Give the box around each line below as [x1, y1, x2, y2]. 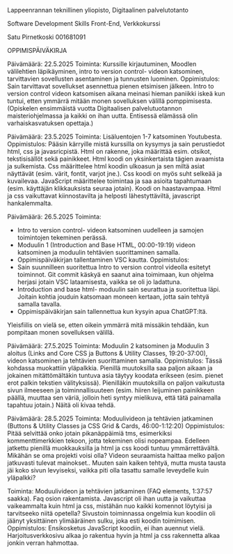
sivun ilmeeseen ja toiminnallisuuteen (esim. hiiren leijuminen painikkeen [7, 386, 214, 394]
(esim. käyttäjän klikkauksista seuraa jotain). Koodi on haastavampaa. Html [7, 184, 221, 192]
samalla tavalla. [17, 300, 62, 308]
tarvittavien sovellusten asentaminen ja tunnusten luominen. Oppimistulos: [7, 74, 220, 83]
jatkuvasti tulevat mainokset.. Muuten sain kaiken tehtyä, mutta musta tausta [7, 459, 226, 467]
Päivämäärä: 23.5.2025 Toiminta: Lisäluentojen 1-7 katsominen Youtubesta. [7, 132, 223, 141]
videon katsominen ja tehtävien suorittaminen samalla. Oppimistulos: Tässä [7, 356, 223, 365]
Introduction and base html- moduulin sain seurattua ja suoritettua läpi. [17, 285, 220, 293]
